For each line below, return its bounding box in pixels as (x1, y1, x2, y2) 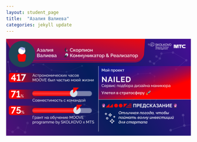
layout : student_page (6, 9, 59, 15)
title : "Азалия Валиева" (6, 15, 69, 22)
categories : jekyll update (6, 22, 72, 28)
